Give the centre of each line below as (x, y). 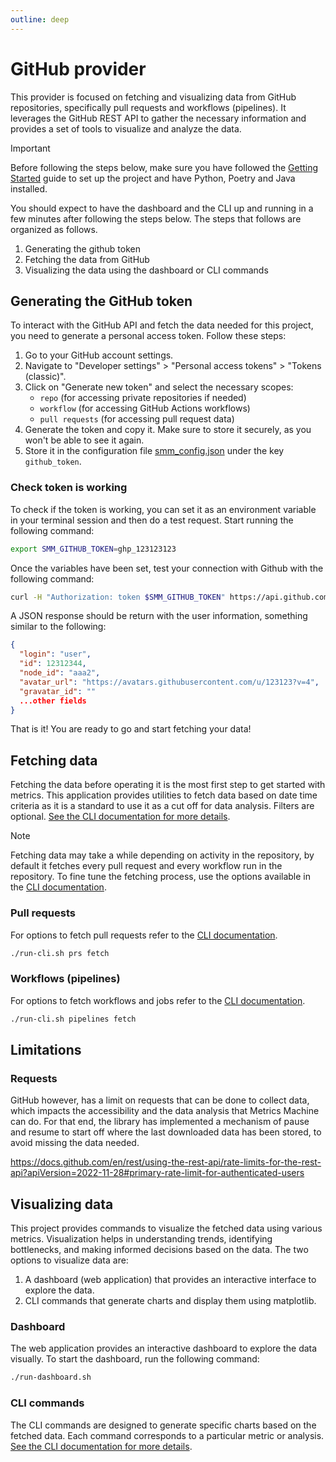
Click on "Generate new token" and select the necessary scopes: (159, 387)
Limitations (46, 1049)
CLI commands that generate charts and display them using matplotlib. (170, 1301)
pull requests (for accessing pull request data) (137, 419)
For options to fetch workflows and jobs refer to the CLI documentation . (158, 1000)
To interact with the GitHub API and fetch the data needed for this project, (162, 325)
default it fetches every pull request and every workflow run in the (146, 866)
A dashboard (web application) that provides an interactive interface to (170, 1280)
